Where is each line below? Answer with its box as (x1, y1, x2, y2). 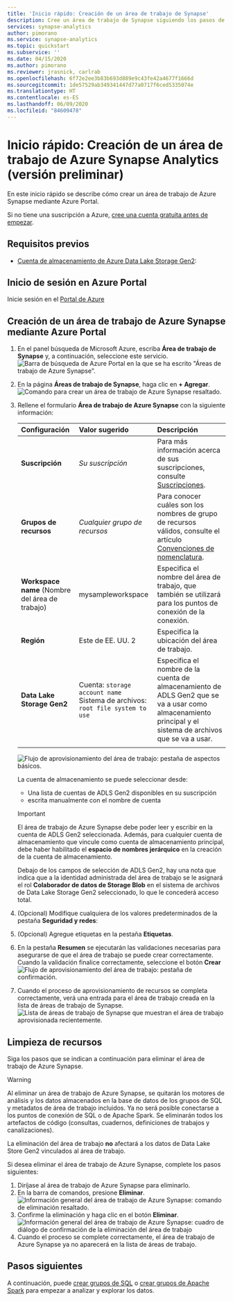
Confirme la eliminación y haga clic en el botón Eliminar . (17, 1211, 179, 1219)
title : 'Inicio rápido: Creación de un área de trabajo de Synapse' (7, 10, 209, 17)
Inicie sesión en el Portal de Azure (7, 295, 105, 303)
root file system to (78, 704, 147, 713)
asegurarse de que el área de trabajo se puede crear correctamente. (17, 951, 214, 960)
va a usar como (157, 700, 208, 709)
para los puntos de (157, 599, 218, 608)
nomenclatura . (157, 552, 205, 562)
